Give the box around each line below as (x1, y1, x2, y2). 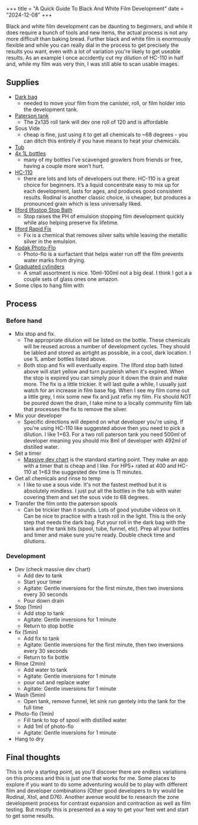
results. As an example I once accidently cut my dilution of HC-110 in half (6, 54, 184, 61)
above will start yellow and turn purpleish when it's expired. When (23, 368, 184, 375)
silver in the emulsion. (23, 238, 77, 245)
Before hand (6, 316, 43, 325)
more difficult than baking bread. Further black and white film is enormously (6, 35, 191, 42)
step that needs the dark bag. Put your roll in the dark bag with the (23, 519, 186, 526)
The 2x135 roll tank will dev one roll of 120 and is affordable (23, 118, 168, 125)
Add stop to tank (23, 609, 64, 617)
